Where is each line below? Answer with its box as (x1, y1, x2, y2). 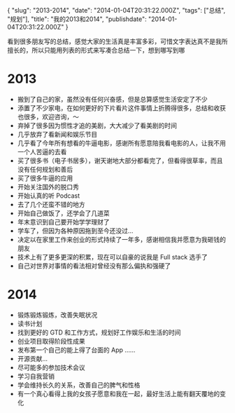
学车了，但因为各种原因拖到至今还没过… (17, 226, 134, 235)
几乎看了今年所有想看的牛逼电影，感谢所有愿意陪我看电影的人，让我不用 (17, 139, 226, 147)
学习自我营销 (17, 372, 55, 380)
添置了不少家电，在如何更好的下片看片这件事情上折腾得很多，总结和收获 (17, 104, 226, 112)
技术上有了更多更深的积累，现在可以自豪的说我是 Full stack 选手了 (17, 252, 208, 261)
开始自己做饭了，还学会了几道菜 (17, 209, 110, 217)
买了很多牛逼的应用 (17, 174, 73, 182)
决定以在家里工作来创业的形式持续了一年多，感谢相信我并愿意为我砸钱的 (17, 235, 226, 243)
